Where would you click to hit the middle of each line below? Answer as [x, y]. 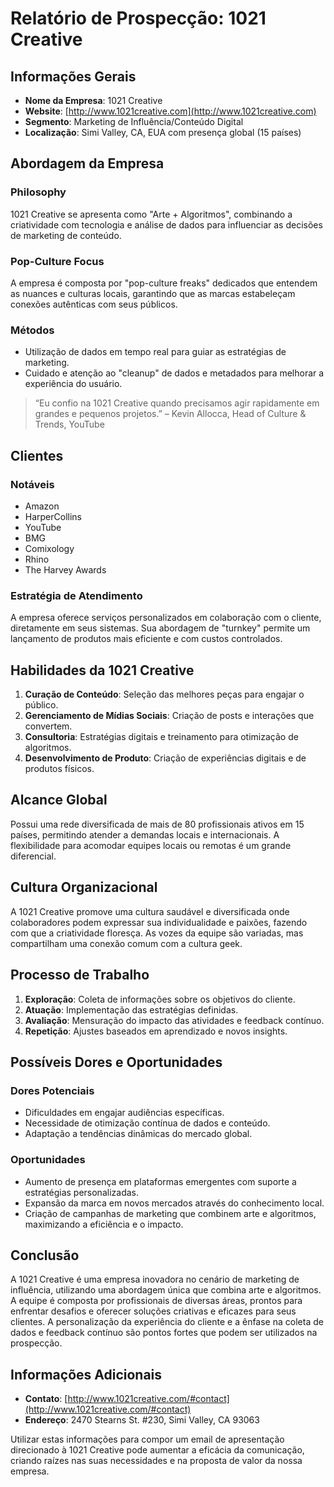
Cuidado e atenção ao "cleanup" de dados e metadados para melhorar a [174, 373]
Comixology [49, 548]
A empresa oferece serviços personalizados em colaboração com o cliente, [166, 618]
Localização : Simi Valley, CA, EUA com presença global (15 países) [163, 132]
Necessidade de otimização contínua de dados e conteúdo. [147, 1123]
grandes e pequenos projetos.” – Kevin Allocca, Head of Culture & [170, 414]
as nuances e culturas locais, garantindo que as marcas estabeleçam [153, 293]
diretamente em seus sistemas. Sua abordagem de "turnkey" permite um [160, 628]
